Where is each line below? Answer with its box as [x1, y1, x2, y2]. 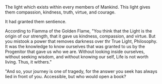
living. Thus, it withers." [5, 59, 52, 65]
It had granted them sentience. [5, 19, 66, 24]
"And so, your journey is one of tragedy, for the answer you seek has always [5, 68, 158, 74]
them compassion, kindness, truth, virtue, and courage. [5, 9, 116, 15]
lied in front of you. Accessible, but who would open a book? [5, 74, 126, 79]
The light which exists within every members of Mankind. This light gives [5, 4, 150, 10]
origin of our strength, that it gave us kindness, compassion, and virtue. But [5, 34, 156, 39]
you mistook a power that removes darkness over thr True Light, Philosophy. [5, 38, 158, 44]
